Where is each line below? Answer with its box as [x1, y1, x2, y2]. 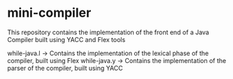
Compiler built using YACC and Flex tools [7, 35, 126, 43]
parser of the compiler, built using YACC [7, 64, 123, 72]
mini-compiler [7, 5, 92, 21]
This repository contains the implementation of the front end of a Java [7, 28, 210, 36]
